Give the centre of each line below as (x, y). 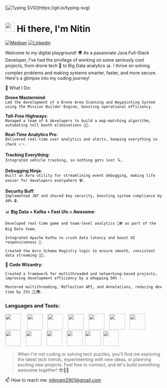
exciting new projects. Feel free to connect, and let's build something (88, 365)
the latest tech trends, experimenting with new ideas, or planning (84, 359)
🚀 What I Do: (18, 88)
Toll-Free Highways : (27, 116)
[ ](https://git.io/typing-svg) (47, 8)
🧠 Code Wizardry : (24, 264)
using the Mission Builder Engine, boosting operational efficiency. (79, 107)
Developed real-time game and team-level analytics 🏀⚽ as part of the (81, 223)
